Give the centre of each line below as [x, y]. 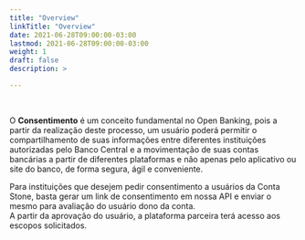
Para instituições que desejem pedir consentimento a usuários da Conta [145, 186]
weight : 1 [28, 52]
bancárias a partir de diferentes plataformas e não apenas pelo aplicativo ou [153, 159]
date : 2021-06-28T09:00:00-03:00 [73, 35]
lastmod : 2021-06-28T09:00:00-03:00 [79, 43]
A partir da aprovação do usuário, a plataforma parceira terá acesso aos [145, 215]
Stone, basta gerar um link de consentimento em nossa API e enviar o [141, 196]
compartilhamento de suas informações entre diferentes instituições [138, 140]
